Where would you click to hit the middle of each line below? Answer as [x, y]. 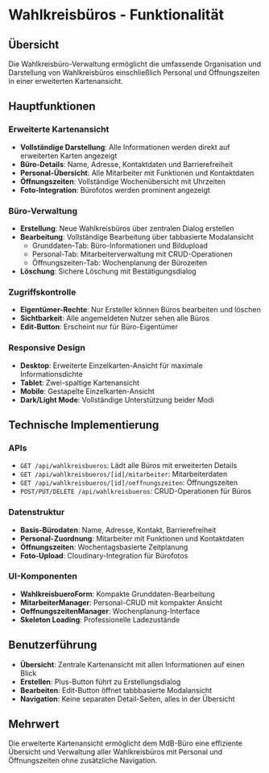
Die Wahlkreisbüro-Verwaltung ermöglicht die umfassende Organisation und [135, 64]
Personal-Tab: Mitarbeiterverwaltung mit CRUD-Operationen [132, 254]
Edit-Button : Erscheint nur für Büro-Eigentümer [99, 327]
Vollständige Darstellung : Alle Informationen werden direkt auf [125, 147]
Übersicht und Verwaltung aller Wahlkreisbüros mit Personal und [116, 752]
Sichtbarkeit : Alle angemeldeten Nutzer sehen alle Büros [115, 318]
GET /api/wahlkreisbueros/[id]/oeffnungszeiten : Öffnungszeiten [129, 483]
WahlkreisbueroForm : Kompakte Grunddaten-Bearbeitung [117, 594]
